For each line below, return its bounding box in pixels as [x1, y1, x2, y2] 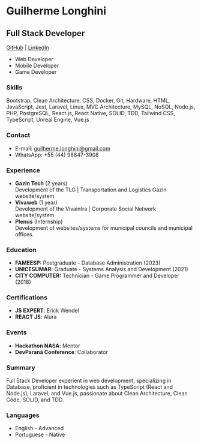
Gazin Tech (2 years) [14, 179, 68, 187]
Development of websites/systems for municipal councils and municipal [14, 224, 193, 232]
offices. [14, 230, 34, 238]
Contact [6, 131, 31, 139]
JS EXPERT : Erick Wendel [14, 307, 79, 314]
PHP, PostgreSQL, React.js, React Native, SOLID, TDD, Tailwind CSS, [6, 110, 176, 117]
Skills [6, 83, 23, 91]
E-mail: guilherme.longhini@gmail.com [14, 145, 111, 152]
